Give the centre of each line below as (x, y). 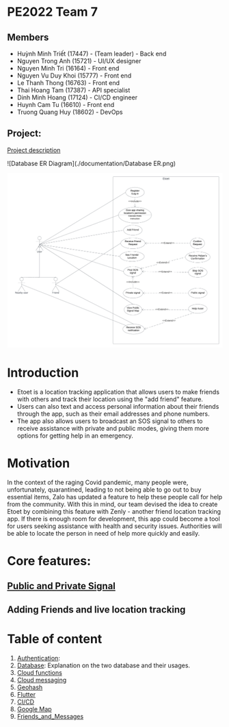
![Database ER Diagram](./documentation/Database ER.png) (92, 163)
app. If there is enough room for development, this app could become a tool (113, 519)
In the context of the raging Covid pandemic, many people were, (98, 482)
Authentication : (38, 658)
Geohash (30, 687)
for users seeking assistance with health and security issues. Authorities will (114, 526)
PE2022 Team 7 (52, 12)
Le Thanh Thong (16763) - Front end (68, 83)
